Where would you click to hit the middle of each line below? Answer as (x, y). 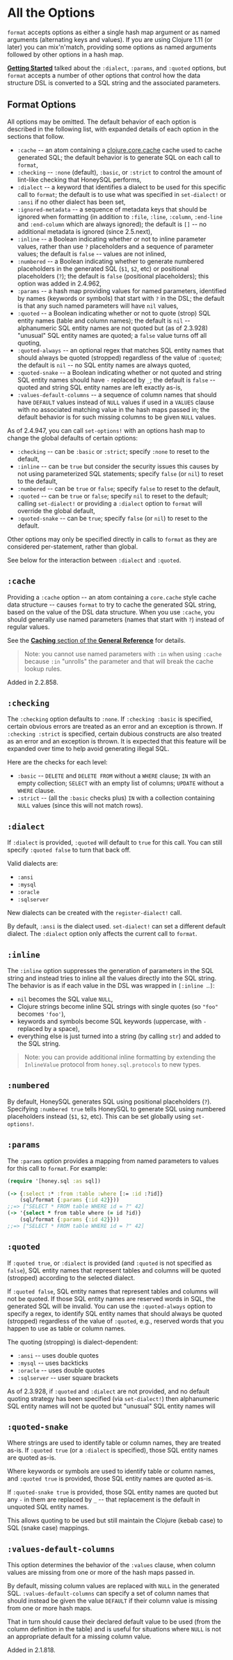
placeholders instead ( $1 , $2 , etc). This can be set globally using (99, 1116)
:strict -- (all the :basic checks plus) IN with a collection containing (116, 798)
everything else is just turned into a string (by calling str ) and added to (119, 1036)
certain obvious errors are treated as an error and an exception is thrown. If (115, 727)
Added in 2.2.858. (33, 682)
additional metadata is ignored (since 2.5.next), (85, 231)
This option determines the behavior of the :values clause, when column (111, 1565)
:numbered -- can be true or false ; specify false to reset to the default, (119, 488)
